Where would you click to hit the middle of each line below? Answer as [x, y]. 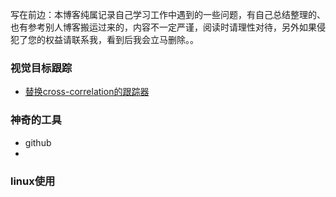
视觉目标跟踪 [41, 68]
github [38, 142]
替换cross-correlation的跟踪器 [87, 92]
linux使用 [33, 181]
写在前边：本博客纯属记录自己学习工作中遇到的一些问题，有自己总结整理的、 [168, 14]
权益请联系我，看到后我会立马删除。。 [121, 39]
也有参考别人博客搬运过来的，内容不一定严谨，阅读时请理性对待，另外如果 [163, 27]
